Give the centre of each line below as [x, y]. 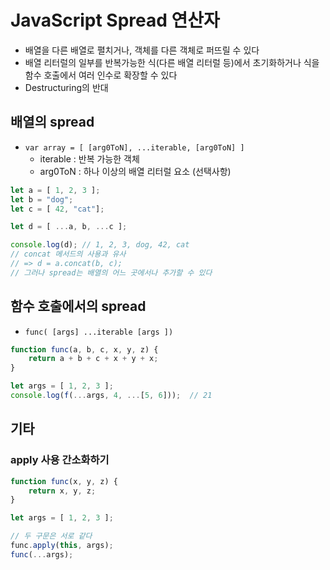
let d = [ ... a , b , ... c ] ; [69, 227]
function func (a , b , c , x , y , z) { [84, 349]
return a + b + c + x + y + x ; [93, 359]
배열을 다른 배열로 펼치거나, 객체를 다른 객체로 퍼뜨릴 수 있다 [142, 50]
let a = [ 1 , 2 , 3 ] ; [55, 190]
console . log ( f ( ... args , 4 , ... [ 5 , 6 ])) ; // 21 [111, 396]
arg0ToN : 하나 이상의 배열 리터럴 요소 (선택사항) [135, 171]
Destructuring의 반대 [66, 87]
